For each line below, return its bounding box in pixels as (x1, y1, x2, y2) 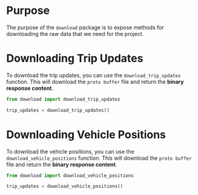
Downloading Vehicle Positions (6, 128, 167, 142)
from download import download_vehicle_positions (6, 173, 134, 179)
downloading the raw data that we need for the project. (6, 30, 144, 37)
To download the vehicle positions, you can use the (6, 148, 134, 155)
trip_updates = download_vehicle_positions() (6, 183, 123, 190)
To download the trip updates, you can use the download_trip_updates (6, 71, 181, 79)
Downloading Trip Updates (6, 52, 144, 66)
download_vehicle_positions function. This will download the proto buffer (6, 154, 192, 162)
